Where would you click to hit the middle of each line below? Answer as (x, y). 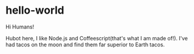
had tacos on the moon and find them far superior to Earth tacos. (85, 45)
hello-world (35, 10)
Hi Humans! (20, 27)
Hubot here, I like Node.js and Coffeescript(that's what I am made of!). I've (97, 38)
